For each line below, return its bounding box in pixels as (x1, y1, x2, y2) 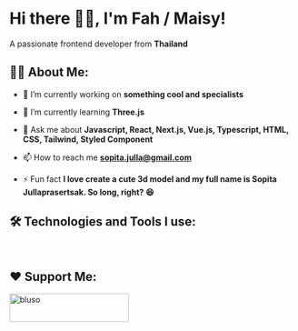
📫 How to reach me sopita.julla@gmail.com (22, 152, 193, 163)
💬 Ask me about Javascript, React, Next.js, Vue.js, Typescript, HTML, (22, 124, 289, 135)
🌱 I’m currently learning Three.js (22, 106, 145, 117)
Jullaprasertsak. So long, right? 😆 (22, 186, 154, 197)
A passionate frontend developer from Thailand (9, 38, 188, 49)
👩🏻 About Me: (9, 65, 89, 80)
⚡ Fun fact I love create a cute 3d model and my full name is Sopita (22, 173, 277, 185)
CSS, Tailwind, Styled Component (22, 134, 154, 145)
